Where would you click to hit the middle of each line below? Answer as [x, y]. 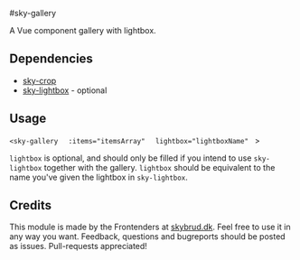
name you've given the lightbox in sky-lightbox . [98, 177]
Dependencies [51, 59]
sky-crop [39, 80]
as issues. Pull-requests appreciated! [78, 246]
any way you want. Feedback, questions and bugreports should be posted [148, 237]
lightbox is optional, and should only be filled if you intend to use [131, 158]
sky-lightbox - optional [65, 90]
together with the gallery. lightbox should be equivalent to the [159, 167]
